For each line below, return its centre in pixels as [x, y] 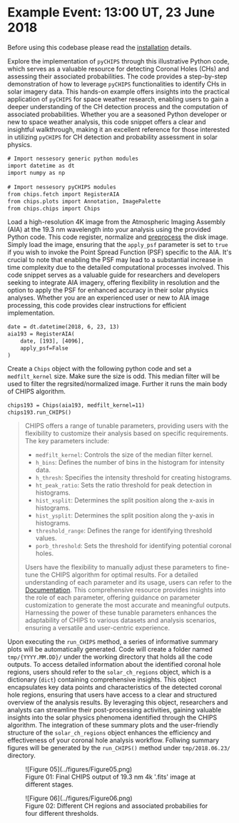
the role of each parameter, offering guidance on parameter [112, 597]
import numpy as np [36, 173]
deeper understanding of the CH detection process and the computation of [118, 106]
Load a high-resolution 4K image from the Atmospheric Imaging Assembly [117, 221]
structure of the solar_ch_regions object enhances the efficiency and [110, 732]
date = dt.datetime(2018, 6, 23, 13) [63, 327]
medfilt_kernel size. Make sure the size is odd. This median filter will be [113, 376]
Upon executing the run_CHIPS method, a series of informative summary [113, 641]
